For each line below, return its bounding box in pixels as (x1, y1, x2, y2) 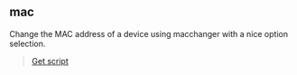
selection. (9, 38, 46, 49)
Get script (31, 55, 70, 66)
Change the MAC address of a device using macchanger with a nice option (9, 28, 289, 39)
